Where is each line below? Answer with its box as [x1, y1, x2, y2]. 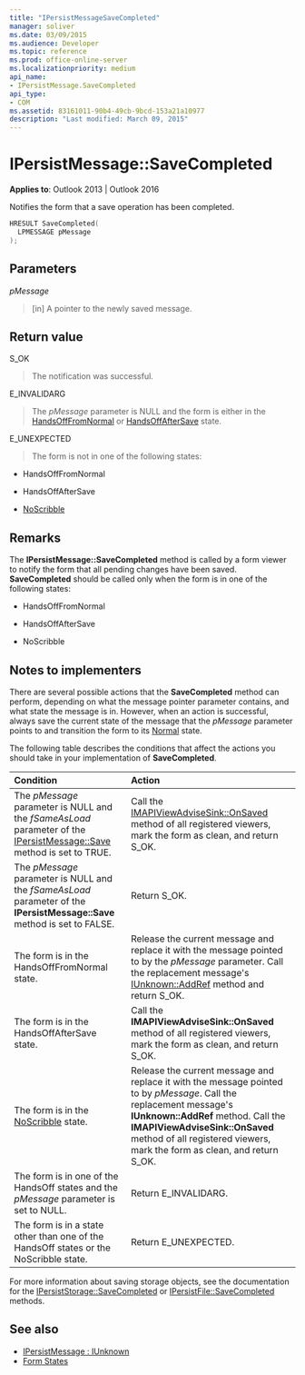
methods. [9, 1295, 45, 1306]
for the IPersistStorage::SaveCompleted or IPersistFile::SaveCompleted [9, 1285, 275, 1296]
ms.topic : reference [9, 47, 88, 56]
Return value [9, 329, 84, 344]
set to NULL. [14, 1203, 67, 1216]
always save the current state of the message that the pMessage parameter [9, 715, 293, 726]
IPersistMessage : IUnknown [22, 1346, 130, 1357]
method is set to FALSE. [14, 917, 115, 930]
